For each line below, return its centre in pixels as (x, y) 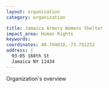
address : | (20, 51)
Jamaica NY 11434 (33, 61)
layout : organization (33, 12)
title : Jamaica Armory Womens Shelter (54, 28)
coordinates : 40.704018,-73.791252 (51, 45)
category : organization (36, 17)
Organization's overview (36, 78)
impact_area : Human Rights (40, 34)
